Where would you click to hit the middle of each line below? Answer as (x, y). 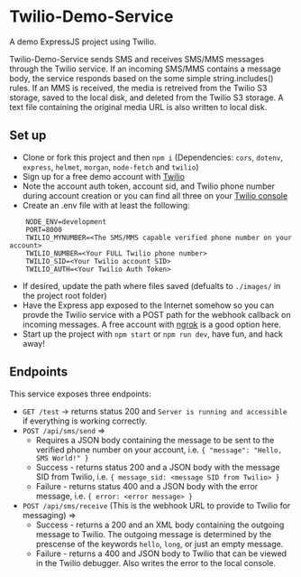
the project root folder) (64, 295)
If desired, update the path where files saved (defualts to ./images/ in (151, 285)
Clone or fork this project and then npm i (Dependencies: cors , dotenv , (153, 157)
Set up (28, 136)
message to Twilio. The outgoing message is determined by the (154, 534)
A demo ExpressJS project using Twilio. (83, 42)
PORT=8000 (44, 229)
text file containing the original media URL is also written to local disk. (138, 107)
